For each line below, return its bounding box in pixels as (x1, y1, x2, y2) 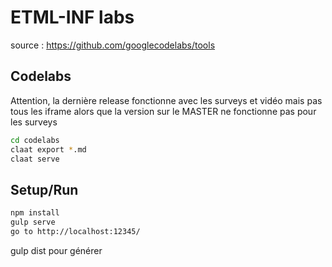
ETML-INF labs (10, 6, 135, 29)
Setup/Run (10, 181, 79, 198)
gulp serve (10, 217, 56, 228)
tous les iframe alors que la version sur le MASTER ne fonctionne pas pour (10, 105, 317, 117)
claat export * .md (10, 144, 87, 155)
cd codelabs (10, 135, 60, 145)
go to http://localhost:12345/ (10, 226, 141, 236)
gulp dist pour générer (10, 244, 103, 256)
